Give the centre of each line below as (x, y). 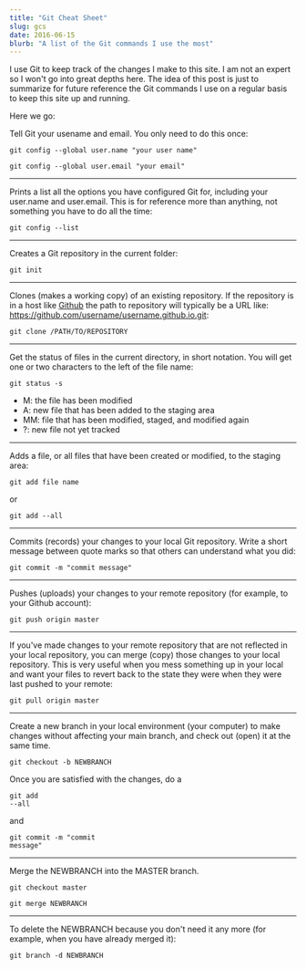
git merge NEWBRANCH (49, 904)
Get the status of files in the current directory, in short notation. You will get (151, 358)
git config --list (44, 228)
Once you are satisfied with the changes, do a (96, 779)
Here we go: (33, 116)
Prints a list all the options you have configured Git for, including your (139, 192)
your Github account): (51, 603)
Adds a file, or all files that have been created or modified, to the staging (145, 456)
